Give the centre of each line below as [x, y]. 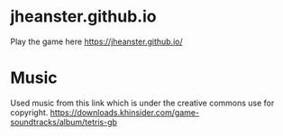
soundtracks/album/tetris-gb [64, 122]
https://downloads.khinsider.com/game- [125, 112]
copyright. [29, 112]
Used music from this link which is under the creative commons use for [142, 103]
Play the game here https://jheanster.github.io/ [96, 41]
